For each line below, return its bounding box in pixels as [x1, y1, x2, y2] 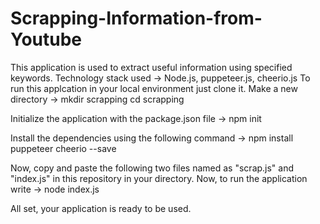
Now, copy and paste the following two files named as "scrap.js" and [10, 162, 295, 174]
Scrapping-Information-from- [10, 7, 263, 30]
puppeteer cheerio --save [10, 142, 117, 154]
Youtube [10, 28, 83, 51]
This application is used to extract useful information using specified [10, 61, 293, 73]
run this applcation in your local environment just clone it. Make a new [10, 82, 298, 94]
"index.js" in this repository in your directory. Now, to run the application [10, 172, 308, 184]
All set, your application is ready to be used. [10, 202, 192, 214]
